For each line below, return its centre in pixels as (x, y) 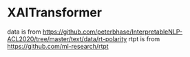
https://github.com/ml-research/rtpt (58, 46)
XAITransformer (54, 13)
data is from (24, 32)
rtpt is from (144, 38)
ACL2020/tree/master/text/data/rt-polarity (67, 38)
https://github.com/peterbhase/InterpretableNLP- (113, 32)
